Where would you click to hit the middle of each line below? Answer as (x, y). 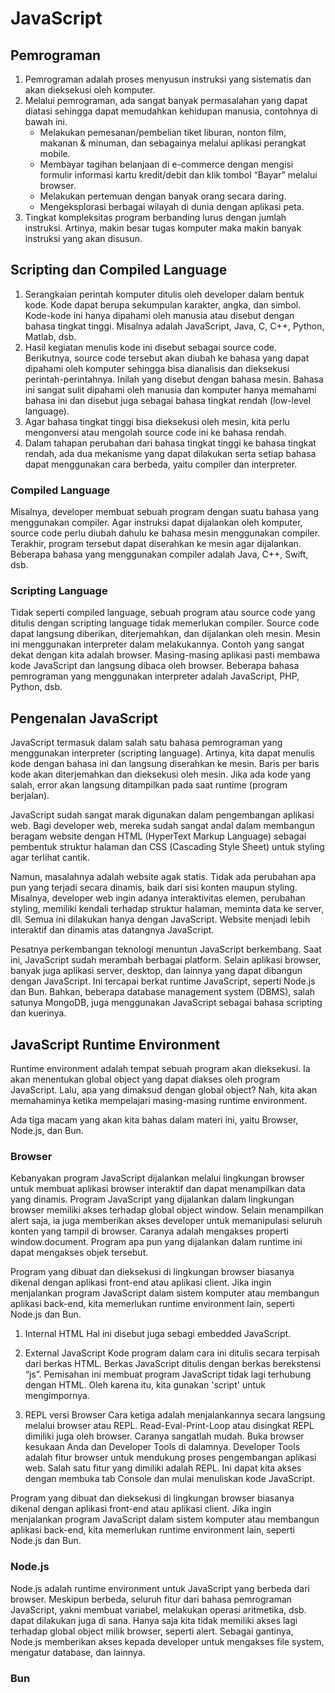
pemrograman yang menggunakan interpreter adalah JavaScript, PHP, (155, 676)
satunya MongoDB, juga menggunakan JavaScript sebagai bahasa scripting (166, 1003)
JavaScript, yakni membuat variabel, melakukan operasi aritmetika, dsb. (158, 1609)
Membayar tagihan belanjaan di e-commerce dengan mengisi (166, 164)
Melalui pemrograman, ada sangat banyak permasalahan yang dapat (166, 100)
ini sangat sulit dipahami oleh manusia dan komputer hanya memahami (170, 389)
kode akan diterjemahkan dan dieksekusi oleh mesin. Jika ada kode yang (161, 774)
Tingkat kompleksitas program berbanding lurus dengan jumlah (155, 217)
